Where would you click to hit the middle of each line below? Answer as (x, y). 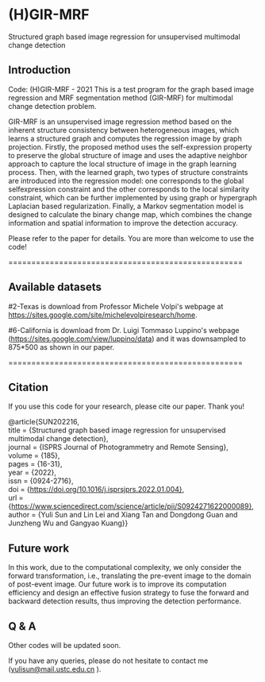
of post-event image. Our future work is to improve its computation (118, 584)
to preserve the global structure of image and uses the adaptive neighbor (128, 155)
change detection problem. (52, 106)
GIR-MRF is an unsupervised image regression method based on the (120, 122)
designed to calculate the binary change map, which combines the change (130, 214)
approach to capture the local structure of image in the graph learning (122, 164)
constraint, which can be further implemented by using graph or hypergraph (133, 197)
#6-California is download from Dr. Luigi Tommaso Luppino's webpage (124, 330)
